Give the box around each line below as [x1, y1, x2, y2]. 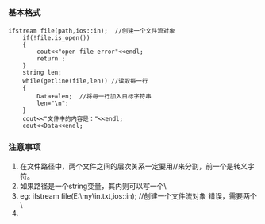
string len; [22, 69, 62, 77]
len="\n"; [36, 99, 69, 108]
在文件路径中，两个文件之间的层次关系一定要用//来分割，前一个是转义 [19, 161, 248, 171]
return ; [36, 55, 66, 63]
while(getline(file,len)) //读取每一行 [22, 77, 148, 85]
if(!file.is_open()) [22, 34, 90, 42]
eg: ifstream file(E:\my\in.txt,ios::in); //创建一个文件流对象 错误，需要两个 [19, 191, 257, 200]
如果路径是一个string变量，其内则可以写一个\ [19, 181, 167, 191]
